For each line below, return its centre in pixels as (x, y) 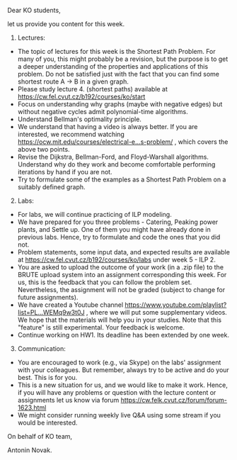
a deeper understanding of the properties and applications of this (113, 66)
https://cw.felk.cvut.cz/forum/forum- (174, 400)
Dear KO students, (34, 10)
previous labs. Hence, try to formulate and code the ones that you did (119, 237)
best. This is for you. (47, 377)
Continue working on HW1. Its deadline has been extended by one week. (123, 335)
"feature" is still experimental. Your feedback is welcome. (101, 327)
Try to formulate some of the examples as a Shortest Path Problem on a (122, 179)
